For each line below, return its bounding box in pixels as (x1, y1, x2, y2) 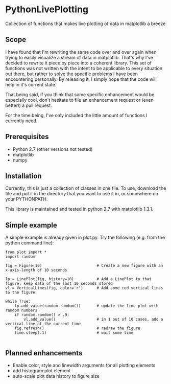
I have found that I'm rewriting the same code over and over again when (5, 49, 157, 55)
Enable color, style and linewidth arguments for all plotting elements (12, 362, 156, 368)
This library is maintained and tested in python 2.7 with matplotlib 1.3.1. (5, 206, 154, 212)
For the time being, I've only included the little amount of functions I (5, 112, 148, 118)
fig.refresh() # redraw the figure (14, 326, 140, 331)
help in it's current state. (5, 81, 57, 87)
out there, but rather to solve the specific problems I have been (5, 71, 138, 77)
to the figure (5, 290, 36, 295)
